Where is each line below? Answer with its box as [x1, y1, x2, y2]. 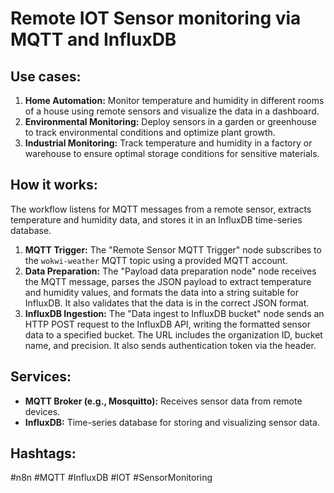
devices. [24, 405, 61, 417]
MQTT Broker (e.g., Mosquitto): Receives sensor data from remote [24, 395, 303, 407]
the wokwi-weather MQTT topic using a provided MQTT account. [24, 254, 288, 266]
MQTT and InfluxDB [10, 28, 177, 51]
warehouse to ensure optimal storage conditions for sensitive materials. [24, 148, 320, 159]
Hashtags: [10, 445, 77, 462]
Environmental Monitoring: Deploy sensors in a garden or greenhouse [24, 116, 317, 127]
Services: [10, 368, 72, 386]
